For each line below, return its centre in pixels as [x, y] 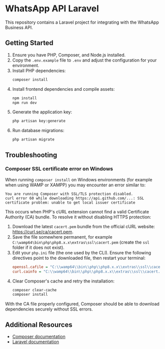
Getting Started [29, 43]
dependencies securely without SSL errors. [49, 309]
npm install [24, 98]
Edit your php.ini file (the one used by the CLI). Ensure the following [82, 252]
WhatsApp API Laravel [52, 9]
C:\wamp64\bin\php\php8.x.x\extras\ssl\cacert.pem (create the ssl [81, 242]
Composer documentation [39, 337]
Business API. [19, 27]
